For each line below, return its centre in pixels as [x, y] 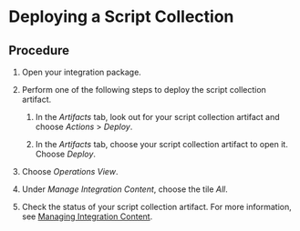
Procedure [39, 50]
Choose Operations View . [70, 171]
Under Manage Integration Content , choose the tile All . [125, 189]
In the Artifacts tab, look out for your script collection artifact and [157, 117]
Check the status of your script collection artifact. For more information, [157, 207]
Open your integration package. [82, 72]
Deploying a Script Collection [121, 17]
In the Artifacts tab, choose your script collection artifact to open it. [161, 144]
